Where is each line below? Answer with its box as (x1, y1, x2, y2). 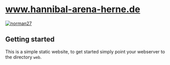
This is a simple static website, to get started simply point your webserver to (5, 48, 165, 54)
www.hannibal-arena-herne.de (5, 4, 140, 15)
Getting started (5, 35, 55, 44)
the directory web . (5, 54, 42, 60)
